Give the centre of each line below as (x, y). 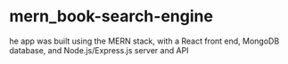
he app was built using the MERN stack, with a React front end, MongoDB (144, 41)
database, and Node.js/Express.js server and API (99, 50)
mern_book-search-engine (111, 16)
